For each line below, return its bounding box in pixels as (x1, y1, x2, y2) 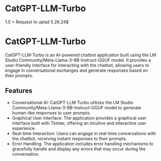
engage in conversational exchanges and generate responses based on (5, 67, 148, 73)
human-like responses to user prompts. (12, 110, 91, 115)
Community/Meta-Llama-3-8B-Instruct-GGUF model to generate (12, 105, 142, 111)
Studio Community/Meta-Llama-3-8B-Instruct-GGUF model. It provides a (5, 57, 151, 63)
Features (5, 87, 32, 95)
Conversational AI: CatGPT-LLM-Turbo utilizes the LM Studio (12, 99, 133, 105)
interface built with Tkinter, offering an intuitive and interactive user (12, 120, 146, 126)
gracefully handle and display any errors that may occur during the (12, 146, 146, 152)
